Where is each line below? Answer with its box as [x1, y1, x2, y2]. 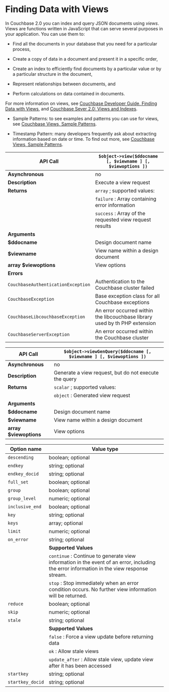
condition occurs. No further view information [48, 585, 157, 593]
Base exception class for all [95, 292, 160, 299]
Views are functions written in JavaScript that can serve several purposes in [5, 25, 163, 31]
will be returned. [48, 592, 87, 599]
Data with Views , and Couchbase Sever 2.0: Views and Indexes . [5, 105, 138, 112]
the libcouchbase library [95, 313, 152, 320]
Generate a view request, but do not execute [53, 369, 159, 376]
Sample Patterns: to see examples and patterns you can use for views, [12, 115, 159, 122]
